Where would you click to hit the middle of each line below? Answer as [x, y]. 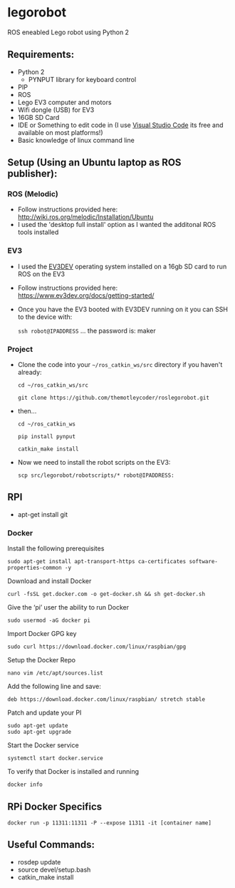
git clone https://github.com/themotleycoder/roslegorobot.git [114, 398]
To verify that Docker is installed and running [73, 772]
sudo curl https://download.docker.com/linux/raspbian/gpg [97, 647]
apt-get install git [43, 514]
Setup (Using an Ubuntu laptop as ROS [94, 162]
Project [20, 349]
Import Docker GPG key [42, 634]
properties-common [35, 568]
